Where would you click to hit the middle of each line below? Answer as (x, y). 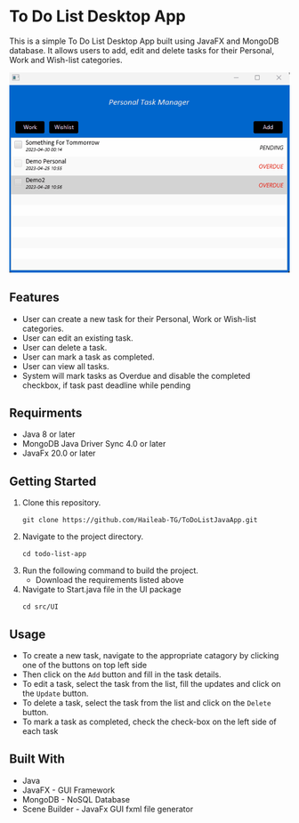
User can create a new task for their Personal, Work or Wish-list (139, 319)
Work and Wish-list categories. (66, 60)
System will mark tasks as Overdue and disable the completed (136, 375)
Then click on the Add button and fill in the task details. (121, 674)
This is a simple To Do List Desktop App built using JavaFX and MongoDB (144, 41)
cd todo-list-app (54, 554)
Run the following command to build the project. (110, 570)
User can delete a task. (65, 347)
